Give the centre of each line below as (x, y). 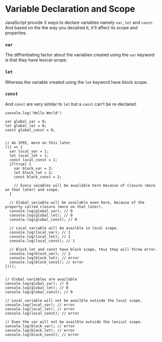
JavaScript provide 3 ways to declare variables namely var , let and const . (79, 22)
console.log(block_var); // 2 (40, 254)
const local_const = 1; (33, 160)
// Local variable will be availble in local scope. (64, 228)
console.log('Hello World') (34, 113)
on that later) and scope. (32, 190)
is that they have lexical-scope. (36, 60)
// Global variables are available (41, 279)
